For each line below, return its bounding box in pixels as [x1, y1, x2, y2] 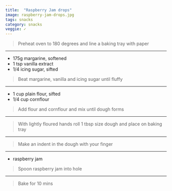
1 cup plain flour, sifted [12, 91, 60, 97]
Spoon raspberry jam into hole [17, 166, 82, 172]
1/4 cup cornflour [12, 96, 50, 102]
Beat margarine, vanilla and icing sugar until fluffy [17, 76, 123, 82]
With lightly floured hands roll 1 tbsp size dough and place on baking [17, 121, 162, 127]
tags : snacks [5, 17, 33, 22]
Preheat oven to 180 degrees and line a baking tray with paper [17, 40, 149, 47]
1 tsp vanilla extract [12, 61, 54, 67]
